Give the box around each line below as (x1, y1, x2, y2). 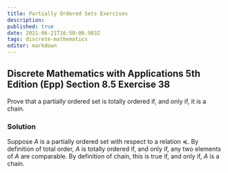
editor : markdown (7, 42, 57, 49)
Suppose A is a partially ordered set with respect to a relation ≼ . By (7, 138, 199, 146)
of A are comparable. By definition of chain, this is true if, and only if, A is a (7, 152, 220, 161)
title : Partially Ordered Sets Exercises (7, 10, 129, 17)
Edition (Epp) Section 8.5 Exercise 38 (7, 79, 171, 91)
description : (7, 17, 45, 24)
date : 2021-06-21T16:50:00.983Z (7, 29, 100, 37)
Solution (7, 122, 37, 131)
